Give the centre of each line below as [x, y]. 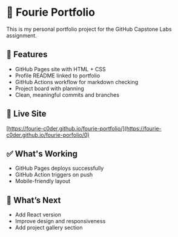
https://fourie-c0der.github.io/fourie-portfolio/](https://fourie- [85, 128]
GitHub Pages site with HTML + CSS [60, 69]
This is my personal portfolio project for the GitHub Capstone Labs [89, 29]
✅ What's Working [42, 154]
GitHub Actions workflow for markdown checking [77, 82]
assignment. [22, 35]
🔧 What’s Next [34, 200]
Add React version [38, 215]
